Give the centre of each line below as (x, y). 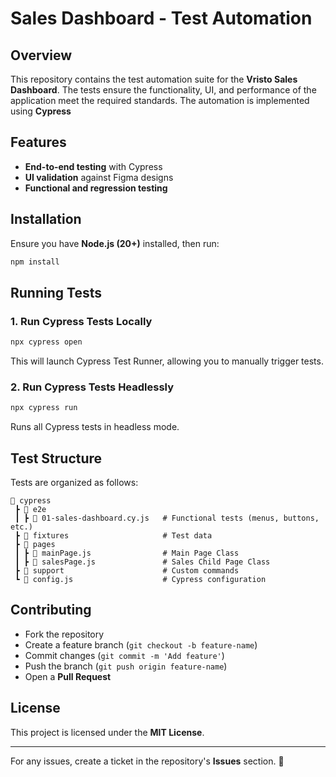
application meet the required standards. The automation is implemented (160, 100)
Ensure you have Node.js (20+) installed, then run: (115, 243)
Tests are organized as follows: (74, 483)
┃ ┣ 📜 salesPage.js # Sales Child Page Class (142, 562)
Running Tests (56, 292)
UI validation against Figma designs (99, 177)
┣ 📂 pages (35, 545)
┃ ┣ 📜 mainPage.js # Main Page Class (127, 553)
